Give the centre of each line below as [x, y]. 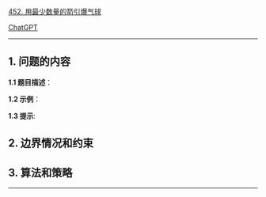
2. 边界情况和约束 [51, 144]
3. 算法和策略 [40, 172]
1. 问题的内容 [40, 62]
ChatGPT [23, 27]
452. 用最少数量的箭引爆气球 [55, 11]
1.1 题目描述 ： [30, 82]
